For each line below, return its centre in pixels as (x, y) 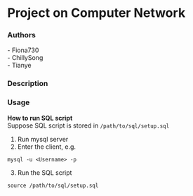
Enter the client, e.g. (46, 147)
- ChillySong (25, 58)
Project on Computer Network (96, 13)
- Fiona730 (23, 50)
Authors (22, 35)
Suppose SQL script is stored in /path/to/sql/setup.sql (88, 125)
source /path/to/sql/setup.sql (53, 185)
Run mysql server (43, 139)
